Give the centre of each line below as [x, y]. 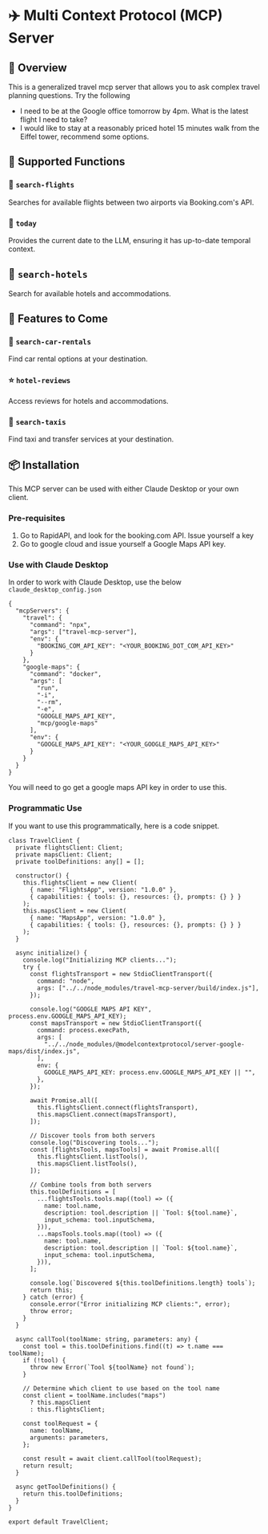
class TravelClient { [44, 840]
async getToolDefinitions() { [66, 1487]
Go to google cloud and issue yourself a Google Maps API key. [123, 544]
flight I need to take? [54, 120]
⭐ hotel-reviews [40, 380]
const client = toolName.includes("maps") [94, 1395]
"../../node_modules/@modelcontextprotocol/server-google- [144, 1044]
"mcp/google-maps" [68, 723]
